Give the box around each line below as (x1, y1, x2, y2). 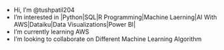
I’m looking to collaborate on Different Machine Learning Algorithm (13, 35, 202, 43)
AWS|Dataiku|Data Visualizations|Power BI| (13, 21, 136, 28)
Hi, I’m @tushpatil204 (13, 6, 75, 14)
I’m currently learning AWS (13, 27, 90, 36)
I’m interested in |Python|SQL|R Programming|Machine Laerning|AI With (13, 13, 217, 21)
